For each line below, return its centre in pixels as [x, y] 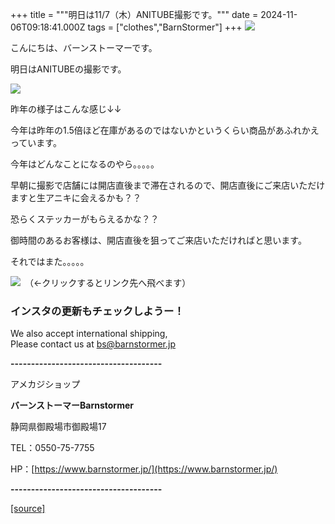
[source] [28, 509]
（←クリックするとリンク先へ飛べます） [110, 282]
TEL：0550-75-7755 [52, 448]
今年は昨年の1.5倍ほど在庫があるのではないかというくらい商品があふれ [156, 130]
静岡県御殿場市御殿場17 [58, 427]
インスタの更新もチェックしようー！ [97, 311]
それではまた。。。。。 [50, 261]
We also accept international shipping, [89, 334]
